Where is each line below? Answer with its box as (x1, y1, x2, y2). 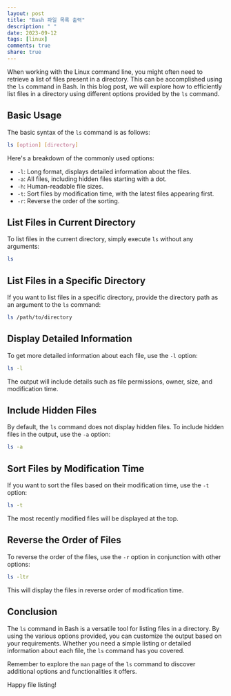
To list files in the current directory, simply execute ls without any (7, 235, 194, 243)
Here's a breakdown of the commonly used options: (7, 153, 155, 162)
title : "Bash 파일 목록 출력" (7, 17, 86, 23)
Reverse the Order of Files (7, 534, 122, 546)
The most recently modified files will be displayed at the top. (7, 514, 179, 523)
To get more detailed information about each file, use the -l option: (7, 351, 198, 359)
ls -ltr (7, 573, 30, 581)
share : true (7, 49, 41, 56)
